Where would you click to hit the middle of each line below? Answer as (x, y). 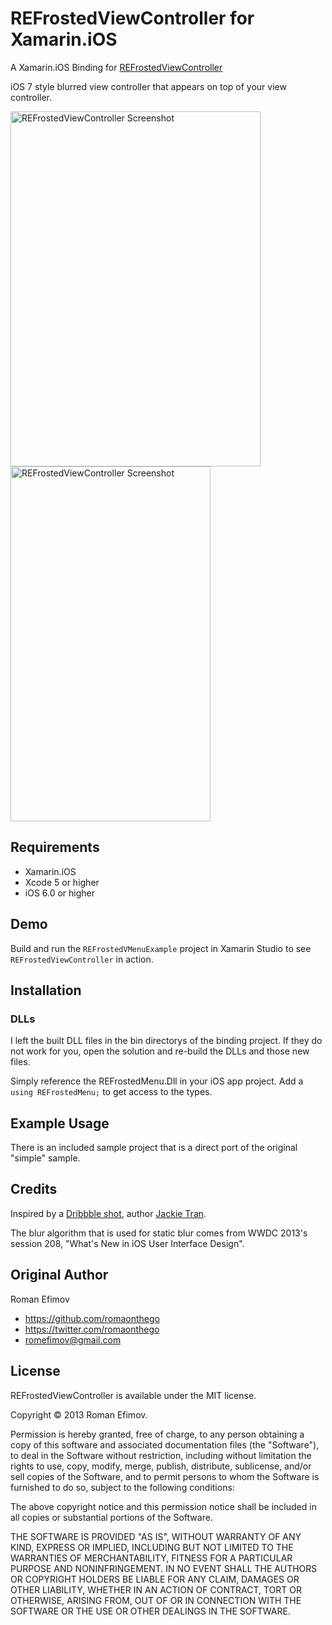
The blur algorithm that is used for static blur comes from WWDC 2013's (159, 1233)
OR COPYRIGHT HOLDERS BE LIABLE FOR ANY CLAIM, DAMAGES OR (155, 1579)
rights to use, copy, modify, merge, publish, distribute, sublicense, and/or (161, 1466)
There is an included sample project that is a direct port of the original (154, 1148)
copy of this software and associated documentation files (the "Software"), (165, 1444)
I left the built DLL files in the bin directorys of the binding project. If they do (166, 1041)
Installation (46, 990)
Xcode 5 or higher (62, 882)
